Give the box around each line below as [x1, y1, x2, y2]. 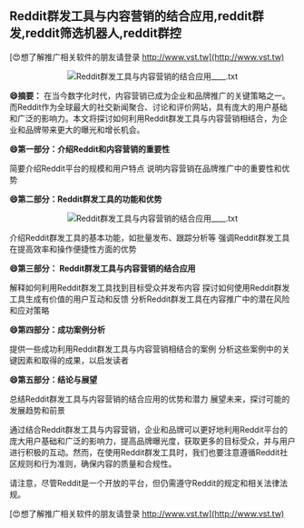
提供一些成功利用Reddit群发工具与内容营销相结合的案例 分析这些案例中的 [9, 344, 283, 354]
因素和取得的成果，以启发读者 [16, 354, 129, 365]
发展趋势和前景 [9, 404, 65, 415]
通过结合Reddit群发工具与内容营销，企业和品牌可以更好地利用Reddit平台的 [9, 423, 289, 434]
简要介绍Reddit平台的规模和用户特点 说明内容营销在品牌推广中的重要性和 [9, 163, 283, 174]
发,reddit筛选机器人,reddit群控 [9, 25, 181, 41]
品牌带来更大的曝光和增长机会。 [25, 124, 145, 134]
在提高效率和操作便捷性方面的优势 [9, 244, 137, 254]
